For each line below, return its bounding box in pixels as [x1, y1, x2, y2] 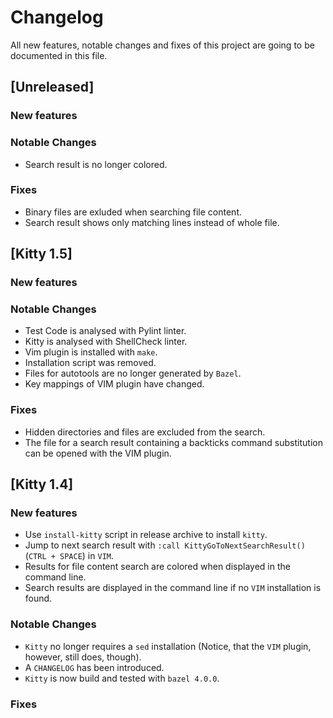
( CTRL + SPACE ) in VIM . [24, 550, 114, 562]
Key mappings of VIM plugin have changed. [24, 378, 205, 390]
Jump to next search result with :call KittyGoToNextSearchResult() [24, 539, 306, 551]
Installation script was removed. [24, 357, 157, 369]
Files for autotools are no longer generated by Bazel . [24, 367, 242, 380]
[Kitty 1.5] [10, 246, 73, 263]
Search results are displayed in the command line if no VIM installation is [24, 582, 322, 594]
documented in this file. [10, 49, 108, 61]
